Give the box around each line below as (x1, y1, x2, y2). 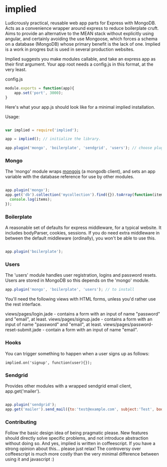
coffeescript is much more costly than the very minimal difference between (5, 451, 159, 457)
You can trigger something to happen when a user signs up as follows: (5, 350, 150, 356)
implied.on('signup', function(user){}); (5, 360, 92, 365)
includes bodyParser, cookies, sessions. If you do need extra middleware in (5, 230, 160, 236)
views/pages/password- (103, 321, 153, 327)
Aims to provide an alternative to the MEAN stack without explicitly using (5, 30, 154, 36)
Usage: (5, 113, 20, 120)
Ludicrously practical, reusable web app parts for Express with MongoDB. (5, 20, 157, 26)
